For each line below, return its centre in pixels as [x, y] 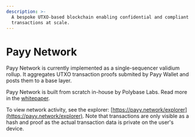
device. [15, 129]
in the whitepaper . [28, 99]
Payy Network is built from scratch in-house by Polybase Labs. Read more [97, 92]
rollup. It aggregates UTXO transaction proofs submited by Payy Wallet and [97, 74]
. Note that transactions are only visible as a [136, 116]
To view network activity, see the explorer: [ [59, 110]
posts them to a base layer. [39, 81]
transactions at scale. [40, 22]
